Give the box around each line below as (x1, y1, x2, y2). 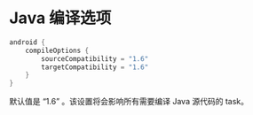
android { (9, 37, 46, 47)
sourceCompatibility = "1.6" (41, 54, 149, 63)
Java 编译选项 (9, 8, 112, 28)
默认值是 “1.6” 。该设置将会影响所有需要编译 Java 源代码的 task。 (9, 96, 249, 107)
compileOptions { (25, 46, 90, 55)
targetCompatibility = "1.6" (41, 63, 149, 72)
